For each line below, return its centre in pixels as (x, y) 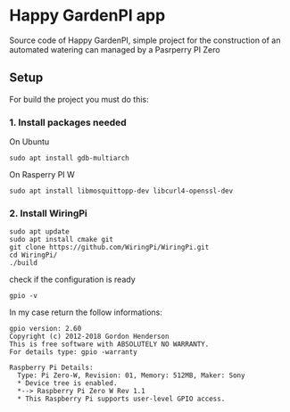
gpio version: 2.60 (46, 329)
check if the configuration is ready (72, 280)
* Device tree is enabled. (67, 383)
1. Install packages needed (68, 122)
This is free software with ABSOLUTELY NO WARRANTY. (109, 344)
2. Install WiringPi (48, 213)
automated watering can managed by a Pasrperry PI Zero (115, 49)
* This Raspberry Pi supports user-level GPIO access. (121, 399)
